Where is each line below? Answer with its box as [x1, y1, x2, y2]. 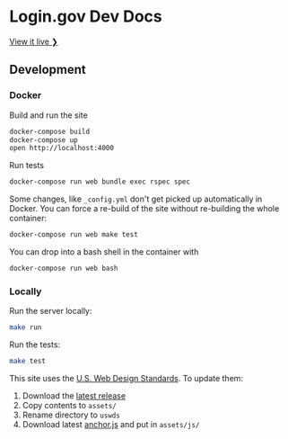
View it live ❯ [9, 36, 58, 47]
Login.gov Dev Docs [9, 6, 163, 27]
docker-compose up [9, 135, 78, 145]
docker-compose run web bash [9, 264, 118, 273]
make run [9, 323, 42, 332]
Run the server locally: [9, 306, 92, 317]
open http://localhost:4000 [9, 144, 115, 153]
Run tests [9, 160, 45, 171]
